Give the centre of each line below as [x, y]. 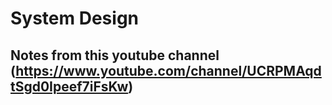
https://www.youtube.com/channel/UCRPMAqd [168, 70]
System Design [75, 18]
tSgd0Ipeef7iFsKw [69, 86]
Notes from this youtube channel [115, 55]
